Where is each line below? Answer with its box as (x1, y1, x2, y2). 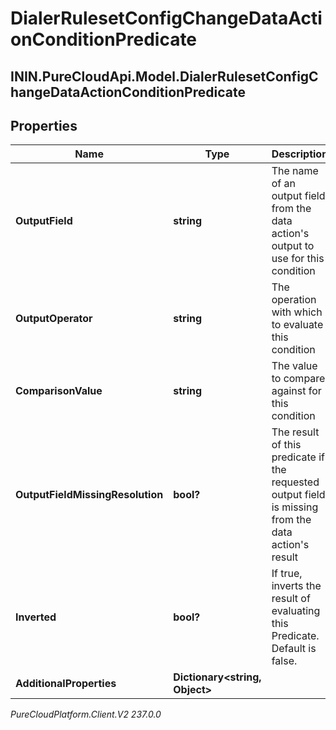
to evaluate (271, 318, 324, 332)
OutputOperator (15, 312, 93, 326)
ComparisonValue (15, 384, 103, 398)
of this (271, 438, 302, 452)
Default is (271, 642, 317, 656)
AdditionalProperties (15, 677, 117, 691)
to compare (271, 372, 326, 386)
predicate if (271, 450, 325, 464)
